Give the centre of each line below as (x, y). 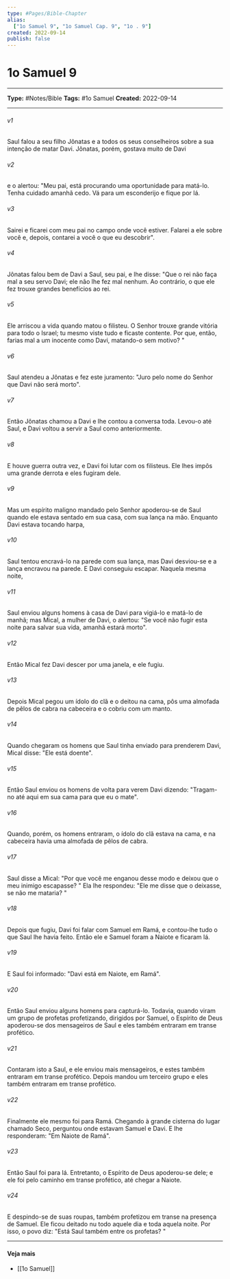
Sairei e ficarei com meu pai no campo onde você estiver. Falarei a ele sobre (115, 230)
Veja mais (21, 1253)
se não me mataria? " (37, 892)
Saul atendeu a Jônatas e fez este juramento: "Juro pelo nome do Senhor (110, 377)
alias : (16, 20)
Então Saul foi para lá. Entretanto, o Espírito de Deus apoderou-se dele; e (110, 1172)
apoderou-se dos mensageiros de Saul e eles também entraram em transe (112, 1025)
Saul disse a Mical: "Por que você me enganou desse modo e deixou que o (113, 878)
